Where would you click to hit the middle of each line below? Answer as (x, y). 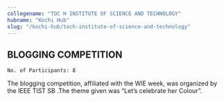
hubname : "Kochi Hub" (38, 20)
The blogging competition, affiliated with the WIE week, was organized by (112, 83)
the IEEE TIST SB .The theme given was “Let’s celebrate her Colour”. (105, 91)
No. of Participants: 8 (42, 71)
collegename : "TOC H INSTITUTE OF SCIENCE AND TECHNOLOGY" (94, 14)
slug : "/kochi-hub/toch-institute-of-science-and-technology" (99, 26)
